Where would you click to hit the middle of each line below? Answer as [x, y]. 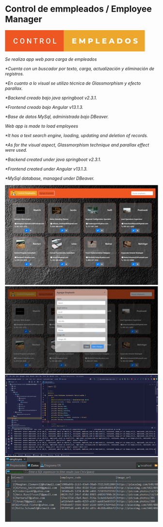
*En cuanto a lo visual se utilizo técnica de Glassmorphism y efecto [73, 83]
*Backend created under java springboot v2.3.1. [53, 159]
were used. [16, 150]
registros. [15, 73]
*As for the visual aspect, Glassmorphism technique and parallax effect [77, 145]
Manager [24, 19]
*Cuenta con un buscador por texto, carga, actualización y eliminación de [80, 69]
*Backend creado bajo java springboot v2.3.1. [51, 98]
